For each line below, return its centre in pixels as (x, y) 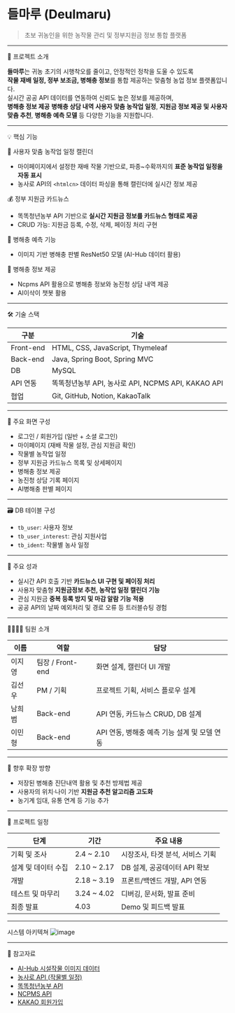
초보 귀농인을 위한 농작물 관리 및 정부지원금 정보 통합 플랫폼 (106, 35)
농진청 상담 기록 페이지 (48, 480)
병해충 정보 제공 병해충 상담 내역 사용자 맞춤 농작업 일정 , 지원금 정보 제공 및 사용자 (117, 106)
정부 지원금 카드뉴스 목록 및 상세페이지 (70, 462)
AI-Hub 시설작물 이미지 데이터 (58, 968)
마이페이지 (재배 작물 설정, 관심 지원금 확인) (77, 445)
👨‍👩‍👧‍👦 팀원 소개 (29, 629)
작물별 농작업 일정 (42, 454)
